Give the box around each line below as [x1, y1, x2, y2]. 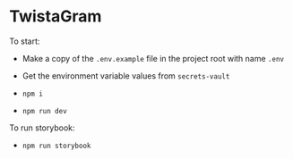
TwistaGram [9, 6, 102, 27]
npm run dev [22, 106, 67, 115]
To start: [9, 36, 40, 46]
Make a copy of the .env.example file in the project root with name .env [22, 53, 285, 63]
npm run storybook [22, 141, 91, 150]
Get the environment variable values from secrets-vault [22, 70, 230, 81]
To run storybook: [9, 122, 75, 133]
